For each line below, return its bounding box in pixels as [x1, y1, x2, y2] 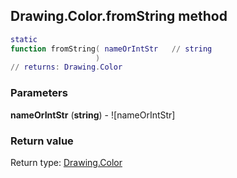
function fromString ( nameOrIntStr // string [10, 44, 213, 54]
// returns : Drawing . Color [10, 62, 123, 73]
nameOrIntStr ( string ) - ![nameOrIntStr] [10, 109, 176, 121]
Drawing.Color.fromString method [10, 8, 228, 25]
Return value [10, 134, 74, 148]
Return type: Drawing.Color [10, 156, 123, 168]
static [10, 34, 38, 44]
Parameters [10, 86, 68, 100]
